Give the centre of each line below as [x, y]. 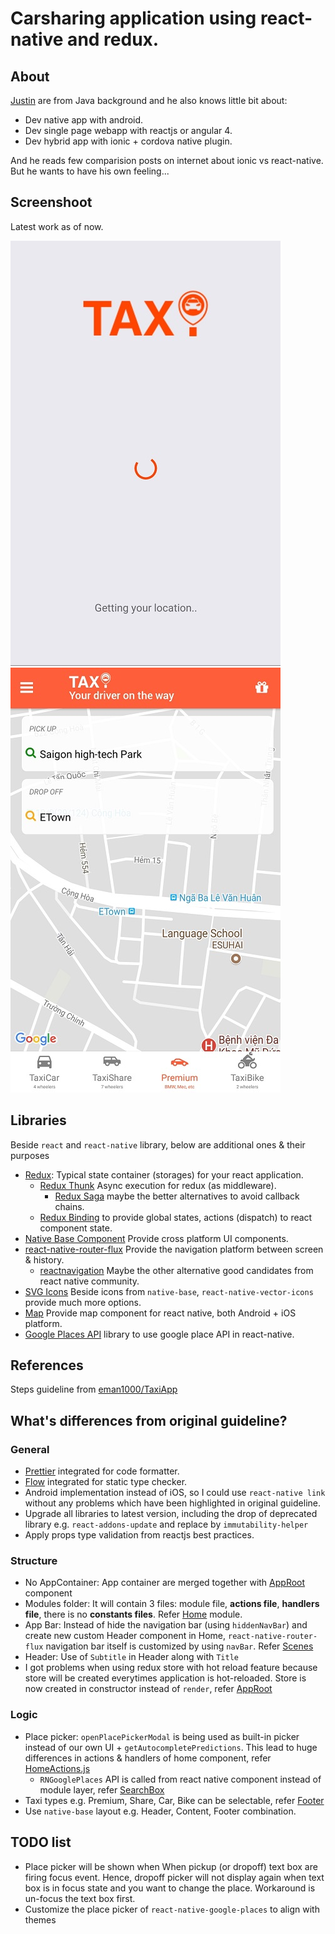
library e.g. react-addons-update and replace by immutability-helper [166, 1524]
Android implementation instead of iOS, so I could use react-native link [175, 1493]
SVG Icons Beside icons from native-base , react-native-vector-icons [169, 1291]
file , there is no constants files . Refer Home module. [133, 1614]
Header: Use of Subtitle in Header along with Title [131, 1657]
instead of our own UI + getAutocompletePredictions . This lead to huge [171, 1747]
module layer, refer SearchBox [102, 1789]
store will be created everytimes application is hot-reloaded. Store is [165, 1678]
